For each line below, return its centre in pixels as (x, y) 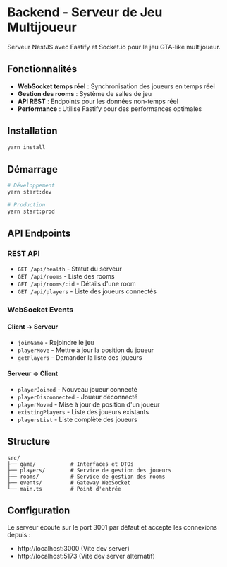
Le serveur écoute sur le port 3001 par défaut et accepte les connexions (112, 527)
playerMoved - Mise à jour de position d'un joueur (88, 404)
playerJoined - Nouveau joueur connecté (77, 389)
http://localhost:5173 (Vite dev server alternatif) (86, 556)
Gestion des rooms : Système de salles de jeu (85, 93)
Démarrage (32, 169)
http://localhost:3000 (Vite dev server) (73, 549)
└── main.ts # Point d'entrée (64, 489)
